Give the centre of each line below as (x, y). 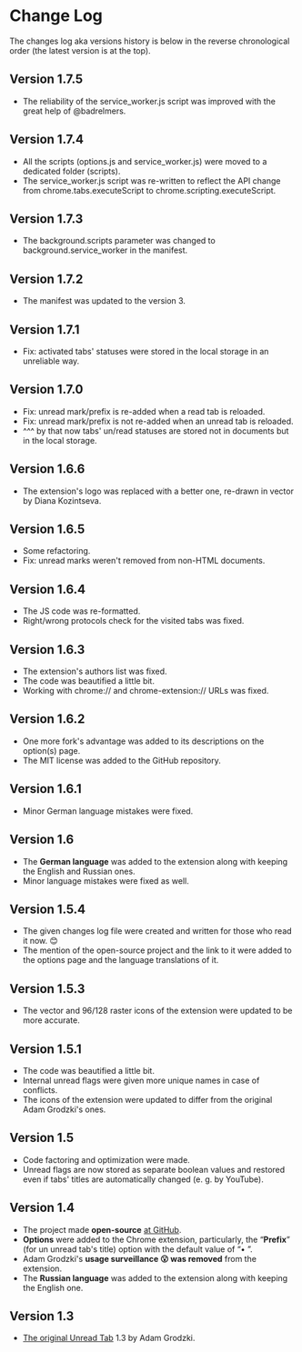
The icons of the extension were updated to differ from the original (147, 1099)
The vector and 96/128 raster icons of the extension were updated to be (157, 1011)
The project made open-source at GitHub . (102, 1229)
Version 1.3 (42, 1316)
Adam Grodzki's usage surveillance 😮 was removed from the (140, 1258)
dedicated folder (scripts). (71, 171)
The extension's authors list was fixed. (95, 671)
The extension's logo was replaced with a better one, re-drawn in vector (158, 491)
